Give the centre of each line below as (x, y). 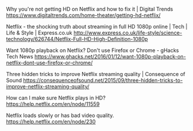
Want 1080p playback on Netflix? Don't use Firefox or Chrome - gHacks (93, 50)
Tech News (20, 56)
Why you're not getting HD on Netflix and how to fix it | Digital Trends (89, 9)
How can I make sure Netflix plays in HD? (56, 98)
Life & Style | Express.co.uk (39, 33)
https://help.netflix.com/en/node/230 (51, 122)
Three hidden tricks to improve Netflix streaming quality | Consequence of (96, 74)
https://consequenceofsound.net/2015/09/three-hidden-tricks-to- (103, 80)
